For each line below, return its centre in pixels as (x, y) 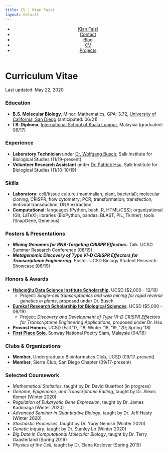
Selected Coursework (32, 375)
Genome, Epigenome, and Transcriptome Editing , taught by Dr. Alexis (84, 392)
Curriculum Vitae (42, 76)
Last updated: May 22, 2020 (35, 90)
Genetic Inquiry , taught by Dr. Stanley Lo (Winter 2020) (69, 429)
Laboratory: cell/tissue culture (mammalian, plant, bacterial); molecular (86, 194)
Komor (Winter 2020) (34, 397)
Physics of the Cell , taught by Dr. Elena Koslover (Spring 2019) (77, 445)
